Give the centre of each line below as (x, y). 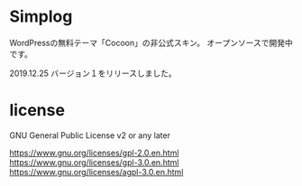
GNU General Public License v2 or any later (90, 135)
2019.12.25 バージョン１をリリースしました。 (93, 73)
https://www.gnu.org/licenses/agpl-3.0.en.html (96, 172)
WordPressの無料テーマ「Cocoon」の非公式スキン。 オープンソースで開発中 (151, 42)
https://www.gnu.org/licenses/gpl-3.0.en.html (94, 162)
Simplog (41, 17)
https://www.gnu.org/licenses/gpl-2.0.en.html (94, 153)
